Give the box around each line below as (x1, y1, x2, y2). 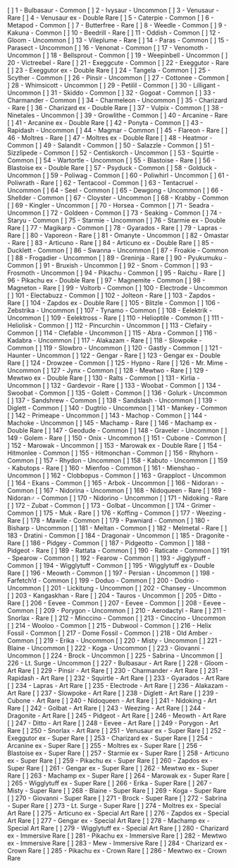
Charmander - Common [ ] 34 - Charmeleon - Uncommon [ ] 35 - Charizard (7, 96, 228, 105)
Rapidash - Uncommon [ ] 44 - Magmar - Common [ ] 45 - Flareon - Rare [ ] (7, 126, 228, 134)
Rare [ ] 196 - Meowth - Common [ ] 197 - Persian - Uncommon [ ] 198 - (7, 569, 215, 577)
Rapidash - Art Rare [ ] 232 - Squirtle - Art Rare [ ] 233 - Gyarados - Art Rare (7, 674, 230, 682)
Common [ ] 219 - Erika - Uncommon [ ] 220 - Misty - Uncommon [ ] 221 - (7, 636, 222, 645)
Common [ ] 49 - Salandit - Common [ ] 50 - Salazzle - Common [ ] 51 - (7, 141, 215, 149)
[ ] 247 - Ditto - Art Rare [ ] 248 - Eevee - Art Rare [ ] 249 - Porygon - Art (7, 719, 219, 727)
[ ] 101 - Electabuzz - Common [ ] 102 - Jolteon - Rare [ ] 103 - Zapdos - (7, 291, 216, 299)
